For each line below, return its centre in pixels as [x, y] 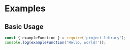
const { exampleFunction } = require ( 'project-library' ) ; [65, 38]
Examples [25, 9]
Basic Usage [24, 27]
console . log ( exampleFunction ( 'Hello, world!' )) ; [55, 42]
